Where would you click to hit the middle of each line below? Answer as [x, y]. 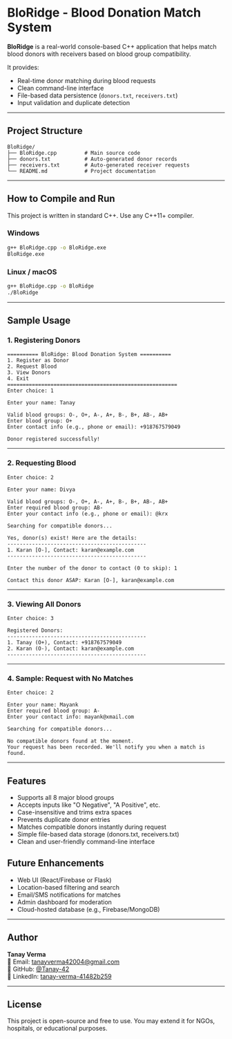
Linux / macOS [32, 272]
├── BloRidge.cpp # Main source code [74, 153]
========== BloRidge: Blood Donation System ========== [89, 355]
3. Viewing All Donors [44, 604]
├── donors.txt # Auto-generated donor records [92, 159]
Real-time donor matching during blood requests [86, 80]
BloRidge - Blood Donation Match [104, 13]
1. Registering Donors [44, 340]
